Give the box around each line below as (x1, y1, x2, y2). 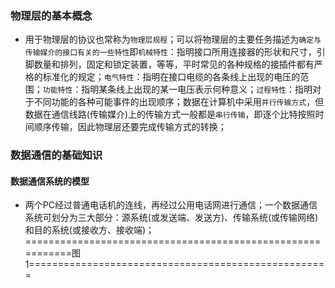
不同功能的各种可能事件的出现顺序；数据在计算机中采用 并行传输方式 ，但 (33, 96, 325, 108)
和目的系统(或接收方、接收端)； (24, 224, 155, 236)
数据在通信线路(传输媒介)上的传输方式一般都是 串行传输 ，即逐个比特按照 (24, 108, 316, 121)
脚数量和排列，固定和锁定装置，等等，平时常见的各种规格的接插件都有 (24, 58, 315, 71)
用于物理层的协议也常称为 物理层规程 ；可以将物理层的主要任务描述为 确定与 (24, 33, 322, 46)
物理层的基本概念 (10, 8, 93, 22)
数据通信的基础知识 (10, 148, 103, 162)
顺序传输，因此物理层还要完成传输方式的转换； (33, 121, 227, 133)
